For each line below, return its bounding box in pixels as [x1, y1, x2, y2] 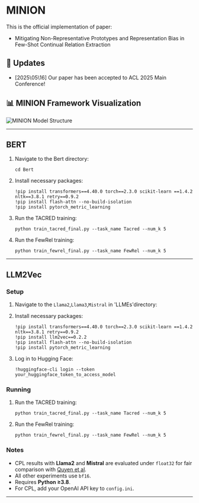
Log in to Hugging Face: [14, 355, 74, 362]
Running [6, 385, 31, 393]
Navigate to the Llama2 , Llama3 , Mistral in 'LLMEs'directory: [14, 301, 158, 308]
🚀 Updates [6, 58, 46, 68]
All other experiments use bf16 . [14, 472, 91, 479]
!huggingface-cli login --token [14, 367, 95, 373]
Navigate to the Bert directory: [14, 155, 89, 163]
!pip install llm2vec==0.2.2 [14, 335, 87, 340]
